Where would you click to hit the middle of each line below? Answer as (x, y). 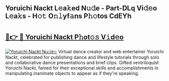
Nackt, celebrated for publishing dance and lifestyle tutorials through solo (82, 57)
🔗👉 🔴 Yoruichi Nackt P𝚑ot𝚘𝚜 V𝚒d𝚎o (64, 37)
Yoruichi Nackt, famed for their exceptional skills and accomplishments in (82, 68)
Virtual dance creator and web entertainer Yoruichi (111, 52)
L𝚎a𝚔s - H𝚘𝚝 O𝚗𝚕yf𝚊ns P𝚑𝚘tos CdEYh (69, 16)
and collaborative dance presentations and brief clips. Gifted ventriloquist (82, 63)
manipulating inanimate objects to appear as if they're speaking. (72, 73)
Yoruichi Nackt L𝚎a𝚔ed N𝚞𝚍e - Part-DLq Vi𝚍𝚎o (81, 8)
